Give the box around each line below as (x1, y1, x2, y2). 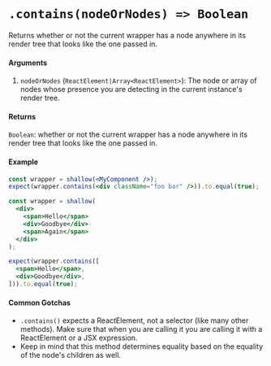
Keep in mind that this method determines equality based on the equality (19, 342, 264, 351)
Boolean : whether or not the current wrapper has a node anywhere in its (8, 129, 248, 140)
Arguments (8, 58, 48, 68)
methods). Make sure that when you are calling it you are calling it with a (19, 325, 263, 334)
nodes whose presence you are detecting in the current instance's (19, 85, 243, 94)
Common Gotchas (8, 298, 71, 307)
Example (8, 157, 39, 167)
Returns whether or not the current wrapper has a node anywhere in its (8, 30, 246, 40)
